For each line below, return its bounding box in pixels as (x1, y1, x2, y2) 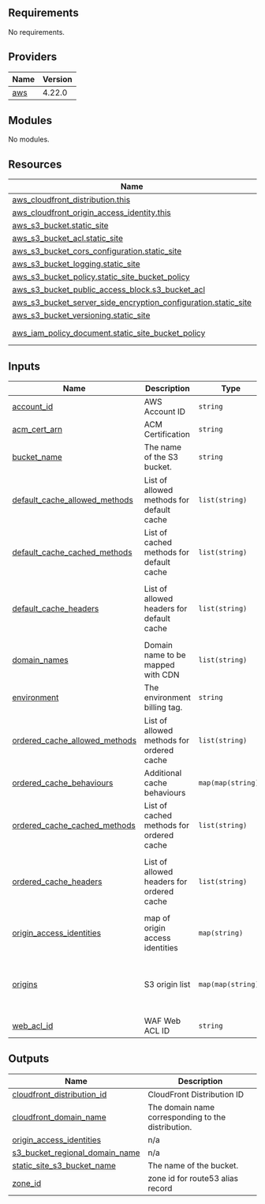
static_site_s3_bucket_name (12, 1160, 116, 1171)
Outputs (8, 1052, 50, 1066)
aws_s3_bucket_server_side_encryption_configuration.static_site (12, 297, 252, 308)
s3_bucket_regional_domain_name (12, 1147, 140, 1158)
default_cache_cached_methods (12, 547, 132, 558)
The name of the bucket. (147, 1160, 239, 1171)
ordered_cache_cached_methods (12, 820, 136, 831)
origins (12, 979, 38, 990)
